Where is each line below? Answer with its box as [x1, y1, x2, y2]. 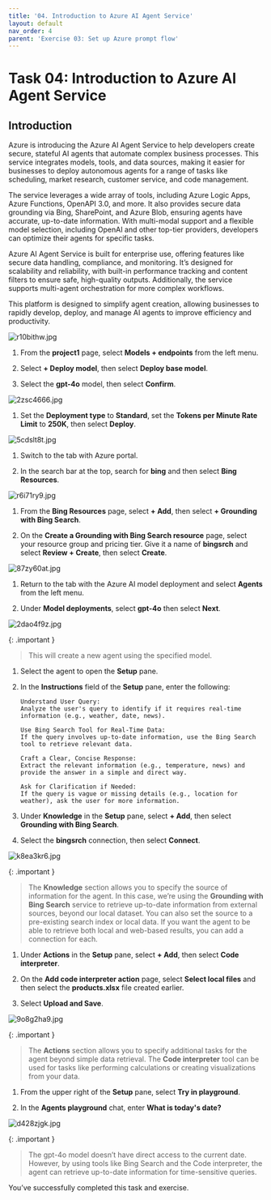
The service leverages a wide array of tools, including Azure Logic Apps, [8, 190, 251, 200]
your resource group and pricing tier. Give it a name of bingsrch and [19, 540, 248, 549]
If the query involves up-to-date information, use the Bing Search [19, 733, 256, 741]
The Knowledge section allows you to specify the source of [28, 882, 228, 892]
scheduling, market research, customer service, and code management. [8, 175, 249, 185]
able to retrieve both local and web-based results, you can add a [28, 925, 244, 936]
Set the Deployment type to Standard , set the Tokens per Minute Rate [19, 411, 258, 421]
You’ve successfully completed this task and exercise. [8, 1183, 189, 1193]
